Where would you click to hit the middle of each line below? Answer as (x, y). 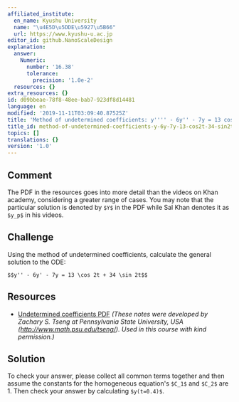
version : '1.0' (30, 147)
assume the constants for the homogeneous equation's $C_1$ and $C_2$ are (118, 384)
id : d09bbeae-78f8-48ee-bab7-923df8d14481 (71, 100)
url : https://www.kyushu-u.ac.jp (63, 34)
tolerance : (42, 73)
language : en (27, 107)
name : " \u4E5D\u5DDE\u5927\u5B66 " (65, 27)
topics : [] (23, 133)
